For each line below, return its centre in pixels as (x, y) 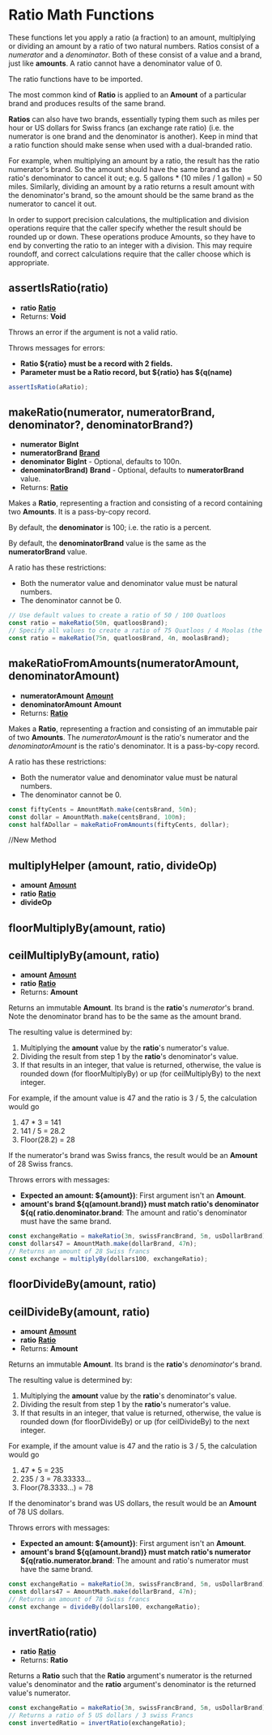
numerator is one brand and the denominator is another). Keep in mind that (133, 136)
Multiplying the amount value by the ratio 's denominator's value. (128, 1396)
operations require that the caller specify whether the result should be (125, 228)
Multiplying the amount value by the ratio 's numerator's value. (124, 1048)
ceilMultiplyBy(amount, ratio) (84, 955)
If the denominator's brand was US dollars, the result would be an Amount (133, 1504)
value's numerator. (40, 1693)
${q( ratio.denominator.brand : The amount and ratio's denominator (134, 1213)
